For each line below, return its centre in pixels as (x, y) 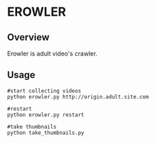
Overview (29, 37)
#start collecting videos (44, 91)
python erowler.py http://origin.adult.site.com (78, 96)
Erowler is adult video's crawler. (52, 53)
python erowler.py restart (46, 115)
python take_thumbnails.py (46, 133)
